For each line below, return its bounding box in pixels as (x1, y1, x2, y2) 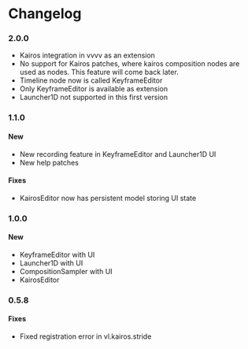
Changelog (8, 5, 82, 23)
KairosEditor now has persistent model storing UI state (19, 193, 197, 202)
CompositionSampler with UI (19, 266, 113, 276)
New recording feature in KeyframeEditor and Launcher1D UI (19, 149, 217, 158)
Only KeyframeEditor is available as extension (19, 84, 168, 94)
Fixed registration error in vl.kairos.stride (19, 332, 152, 341)
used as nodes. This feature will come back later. (19, 68, 179, 77)
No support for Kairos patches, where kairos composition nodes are (19, 59, 240, 69)
